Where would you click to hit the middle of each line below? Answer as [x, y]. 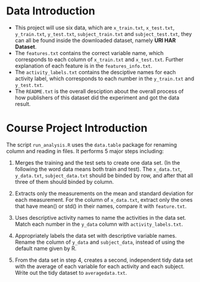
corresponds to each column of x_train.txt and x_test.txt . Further [99, 59]
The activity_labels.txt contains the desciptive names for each [95, 72]
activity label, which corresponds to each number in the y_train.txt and [104, 78]
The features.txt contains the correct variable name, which [89, 53]
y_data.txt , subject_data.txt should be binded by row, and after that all [104, 175]
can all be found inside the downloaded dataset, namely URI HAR [95, 40]
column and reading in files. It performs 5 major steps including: [85, 151]
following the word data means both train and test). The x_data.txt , [98, 169]
